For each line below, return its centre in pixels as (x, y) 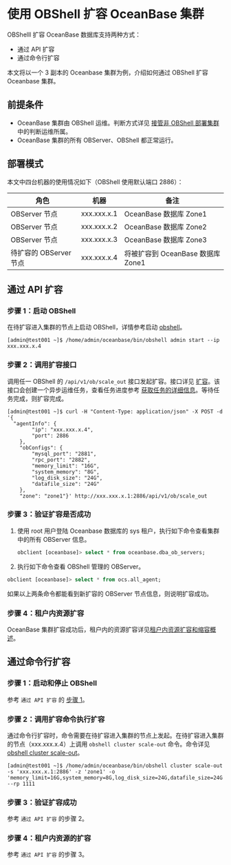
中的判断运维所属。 (44, 131)
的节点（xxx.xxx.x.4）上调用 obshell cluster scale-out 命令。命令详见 (109, 744)
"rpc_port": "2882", (61, 460)
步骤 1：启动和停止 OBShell (52, 683)
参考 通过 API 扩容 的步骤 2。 (47, 819)
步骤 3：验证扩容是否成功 (49, 514)
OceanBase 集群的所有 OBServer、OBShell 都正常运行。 (97, 140)
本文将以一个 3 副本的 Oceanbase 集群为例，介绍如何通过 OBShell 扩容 (108, 72)
